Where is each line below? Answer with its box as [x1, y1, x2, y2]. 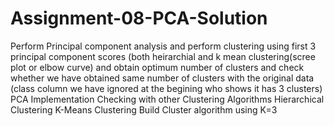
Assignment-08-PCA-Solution [10, 7, 268, 30]
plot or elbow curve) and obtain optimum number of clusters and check [10, 61, 305, 73]
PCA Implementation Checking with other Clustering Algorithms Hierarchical [10, 93, 325, 105]
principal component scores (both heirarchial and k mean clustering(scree [10, 50, 316, 62]
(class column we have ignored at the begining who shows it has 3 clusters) [10, 82, 323, 94]
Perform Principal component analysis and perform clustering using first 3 [10, 40, 317, 52]
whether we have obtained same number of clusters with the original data [10, 72, 315, 84]
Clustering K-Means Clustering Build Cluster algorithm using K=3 [10, 103, 278, 116]
